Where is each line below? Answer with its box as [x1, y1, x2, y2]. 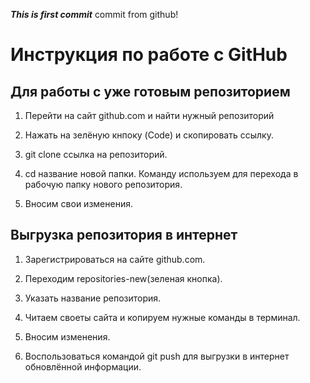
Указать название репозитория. [24, 292, 162, 304]
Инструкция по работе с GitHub [10, 44, 288, 66]
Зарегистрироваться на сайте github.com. [24, 253, 206, 265]
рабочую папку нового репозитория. [24, 179, 183, 190]
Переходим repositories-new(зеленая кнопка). [24, 272, 223, 284]
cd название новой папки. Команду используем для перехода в [24, 168, 299, 179]
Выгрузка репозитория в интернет [10, 227, 238, 244]
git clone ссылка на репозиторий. [24, 149, 168, 160]
